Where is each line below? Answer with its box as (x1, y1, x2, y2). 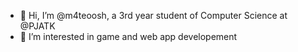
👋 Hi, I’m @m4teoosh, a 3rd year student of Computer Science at (19, 10, 288, 21)
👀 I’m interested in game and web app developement (19, 31, 238, 42)
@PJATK (19, 20, 56, 32)
